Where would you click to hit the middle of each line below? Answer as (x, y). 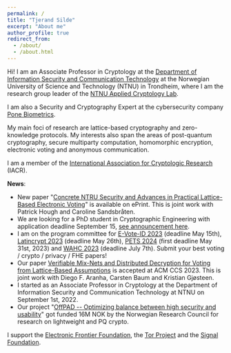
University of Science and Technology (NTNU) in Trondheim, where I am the (115, 86)
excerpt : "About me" (37, 26)
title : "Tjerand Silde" (41, 20)
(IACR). (17, 170)
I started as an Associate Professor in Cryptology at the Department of (117, 285)
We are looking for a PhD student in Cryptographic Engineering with (113, 219)
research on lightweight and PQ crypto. (73, 321)
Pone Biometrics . (31, 114)
